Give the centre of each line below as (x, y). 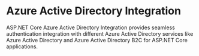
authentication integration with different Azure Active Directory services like (100, 33)
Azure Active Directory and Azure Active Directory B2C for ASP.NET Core (97, 40)
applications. (22, 46)
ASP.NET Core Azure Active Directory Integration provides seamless (91, 27)
